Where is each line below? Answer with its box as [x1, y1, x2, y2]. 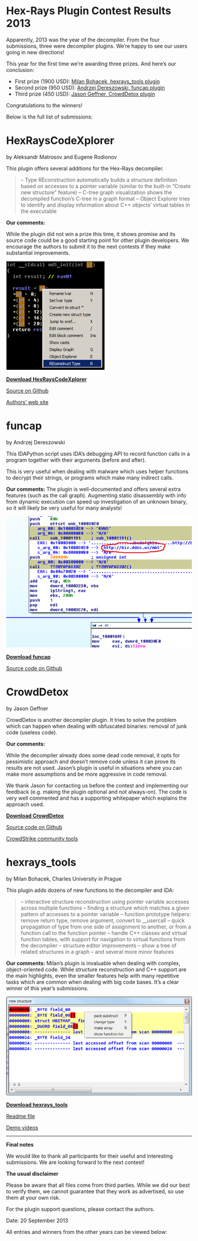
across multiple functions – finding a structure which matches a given [20, 904, 190, 911]
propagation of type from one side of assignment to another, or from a [20, 923, 192, 930]
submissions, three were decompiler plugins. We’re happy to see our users [6, 42, 187, 50]
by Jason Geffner [6, 705, 49, 712]
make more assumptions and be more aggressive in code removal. [6, 770, 168, 777]
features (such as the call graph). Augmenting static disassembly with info [6, 491, 187, 499]
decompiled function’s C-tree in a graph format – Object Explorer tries [20, 195, 190, 202]
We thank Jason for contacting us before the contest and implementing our [6, 782, 189, 789]
